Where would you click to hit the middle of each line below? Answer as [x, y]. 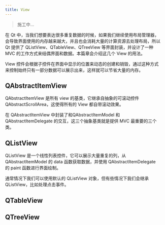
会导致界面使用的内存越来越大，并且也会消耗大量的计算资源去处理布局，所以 [83, 41]
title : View [17, 10]
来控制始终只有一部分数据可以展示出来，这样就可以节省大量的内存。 [74, 70]
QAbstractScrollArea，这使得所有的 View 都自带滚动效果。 [65, 105]
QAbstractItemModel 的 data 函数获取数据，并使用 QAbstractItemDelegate [81, 162]
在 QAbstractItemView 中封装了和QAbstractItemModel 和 [63, 115]
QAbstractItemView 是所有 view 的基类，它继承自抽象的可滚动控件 [72, 98]
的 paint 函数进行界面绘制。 [33, 168]
